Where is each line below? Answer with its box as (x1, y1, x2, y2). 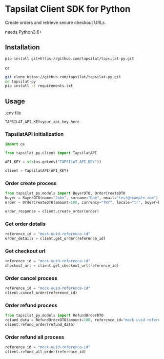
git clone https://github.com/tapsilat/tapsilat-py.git (5, 74, 121, 79)
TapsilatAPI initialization (5, 130, 64, 137)
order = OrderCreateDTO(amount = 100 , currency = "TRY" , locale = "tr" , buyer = (5, 200, 159, 205)
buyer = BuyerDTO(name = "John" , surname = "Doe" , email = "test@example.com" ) (5, 195, 159, 201)
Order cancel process (5, 275, 58, 281)
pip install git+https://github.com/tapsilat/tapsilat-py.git (5, 56, 134, 61)
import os (5, 142, 25, 147)
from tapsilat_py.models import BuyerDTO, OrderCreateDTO (5, 191, 125, 196)
